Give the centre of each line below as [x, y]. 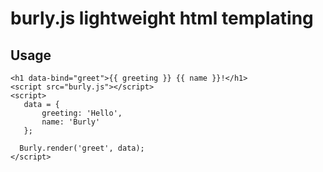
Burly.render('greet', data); [82, 148]
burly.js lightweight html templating [162, 18]
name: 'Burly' [71, 122]
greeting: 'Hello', [82, 113]
